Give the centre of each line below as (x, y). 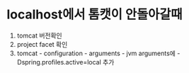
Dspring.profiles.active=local (59, 62)
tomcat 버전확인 (39, 35)
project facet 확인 (42, 44)
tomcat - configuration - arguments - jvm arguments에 (96, 53)
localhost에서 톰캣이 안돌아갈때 (94, 15)
